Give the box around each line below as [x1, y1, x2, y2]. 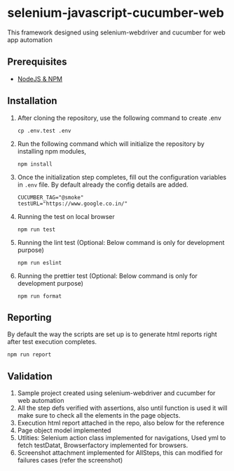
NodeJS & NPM [17, 74, 63, 83]
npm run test [17, 226, 56, 233]
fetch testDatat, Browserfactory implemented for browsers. [17, 441, 188, 450]
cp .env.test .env [17, 127, 71, 134]
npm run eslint [17, 259, 62, 266]
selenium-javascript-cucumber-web [7, 5, 224, 21]
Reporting [7, 311, 52, 324]
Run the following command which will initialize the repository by [17, 139, 205, 148]
